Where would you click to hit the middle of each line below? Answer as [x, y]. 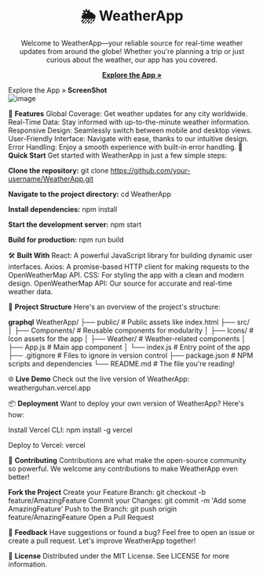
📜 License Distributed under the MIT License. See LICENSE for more [119, 555]
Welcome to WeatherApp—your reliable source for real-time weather [132, 43]
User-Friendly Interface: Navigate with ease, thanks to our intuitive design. [128, 138]
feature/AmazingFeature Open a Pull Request [81, 517]
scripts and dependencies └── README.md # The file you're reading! [122, 363]
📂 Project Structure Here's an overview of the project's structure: [115, 307]
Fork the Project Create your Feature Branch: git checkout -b [107, 492]
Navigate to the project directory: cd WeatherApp [89, 194]
